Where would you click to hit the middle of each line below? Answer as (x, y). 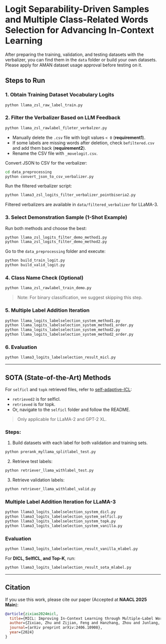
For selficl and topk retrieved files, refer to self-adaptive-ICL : (69, 390)
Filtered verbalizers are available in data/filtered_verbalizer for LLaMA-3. (82, 205)
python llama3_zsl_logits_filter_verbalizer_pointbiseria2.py (70, 195)
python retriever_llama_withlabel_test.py (49, 470)
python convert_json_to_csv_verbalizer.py (49, 176)
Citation (18, 588)
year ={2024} (22, 632)
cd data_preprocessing (28, 172)
